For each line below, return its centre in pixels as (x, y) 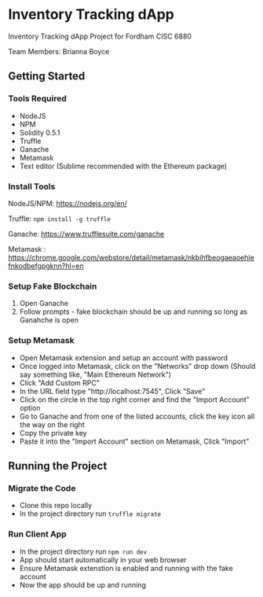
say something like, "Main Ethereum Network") (95, 374)
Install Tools (32, 186)
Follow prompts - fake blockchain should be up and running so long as (133, 311)
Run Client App (37, 534)
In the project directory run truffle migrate (90, 514)
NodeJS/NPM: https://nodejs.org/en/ (68, 203)
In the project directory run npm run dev (83, 551)
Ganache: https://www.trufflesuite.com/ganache (86, 234)
